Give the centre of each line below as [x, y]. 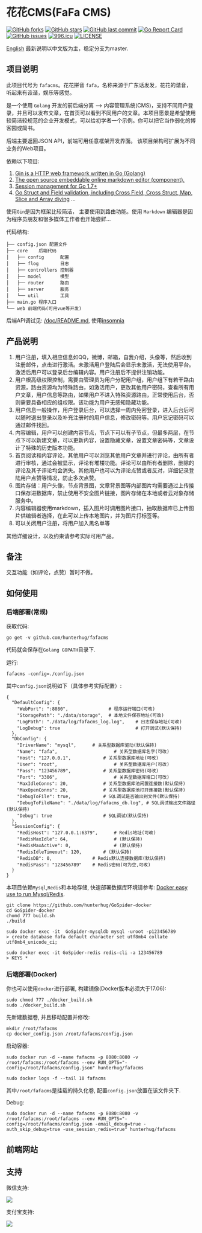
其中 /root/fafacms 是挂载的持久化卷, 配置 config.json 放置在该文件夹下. [93, 1090]
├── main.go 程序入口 [32, 302]
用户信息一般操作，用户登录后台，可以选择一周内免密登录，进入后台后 [102, 410]
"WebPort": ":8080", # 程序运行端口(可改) [86, 709]
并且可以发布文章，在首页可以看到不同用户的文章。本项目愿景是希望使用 [106, 113]
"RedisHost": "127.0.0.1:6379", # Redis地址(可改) [87, 833]
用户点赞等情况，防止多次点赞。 [60, 478]
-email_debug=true [118, 1124]
